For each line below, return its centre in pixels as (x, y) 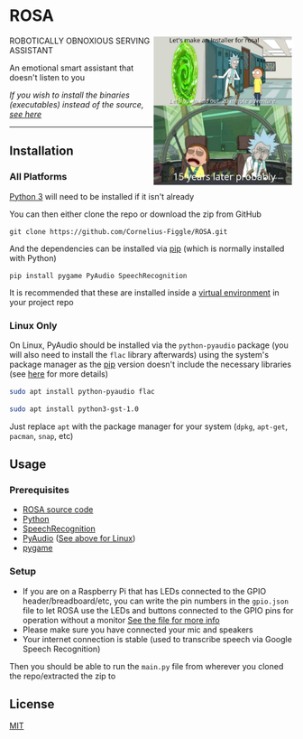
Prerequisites (39, 490)
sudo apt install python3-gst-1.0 (74, 409)
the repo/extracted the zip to (63, 676)
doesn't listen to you (47, 77)
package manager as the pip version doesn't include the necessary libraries (150, 364)
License (32, 704)
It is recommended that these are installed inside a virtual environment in (144, 292)
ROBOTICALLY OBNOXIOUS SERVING (80, 41)
